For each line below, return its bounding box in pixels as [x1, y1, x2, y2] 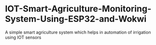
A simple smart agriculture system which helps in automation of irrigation [5, 29, 151, 35]
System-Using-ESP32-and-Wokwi [5, 13, 147, 24]
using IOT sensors [5, 34, 42, 40]
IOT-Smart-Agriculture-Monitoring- [5, 3, 152, 14]
